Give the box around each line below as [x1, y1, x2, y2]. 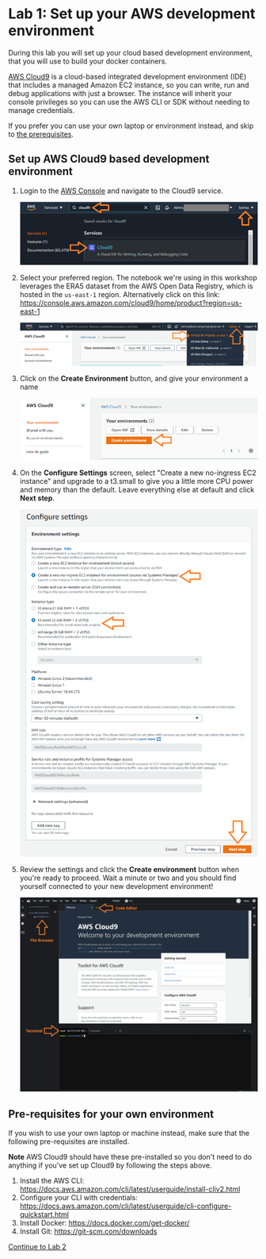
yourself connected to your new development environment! [19, 882, 214, 891]
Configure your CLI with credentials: [19, 1193, 139, 1203]
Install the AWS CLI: [19, 1176, 85, 1186]
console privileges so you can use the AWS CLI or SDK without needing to [8, 97, 250, 106]
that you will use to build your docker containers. [8, 56, 168, 66]
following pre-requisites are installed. [8, 1137, 130, 1146]
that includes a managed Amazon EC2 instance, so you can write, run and [8, 80, 249, 90]
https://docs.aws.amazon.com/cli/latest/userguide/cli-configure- [19, 1201, 232, 1211]
